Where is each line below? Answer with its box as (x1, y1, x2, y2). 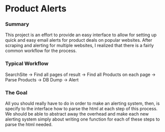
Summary (5, 21, 30, 28)
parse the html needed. (5, 122, 53, 128)
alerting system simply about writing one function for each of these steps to (5, 116, 160, 122)
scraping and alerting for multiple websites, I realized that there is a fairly (5, 43, 154, 49)
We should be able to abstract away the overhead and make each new (5, 111, 149, 117)
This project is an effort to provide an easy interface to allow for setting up (5, 32, 157, 38)
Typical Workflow (5, 60, 49, 67)
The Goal (5, 89, 28, 96)
